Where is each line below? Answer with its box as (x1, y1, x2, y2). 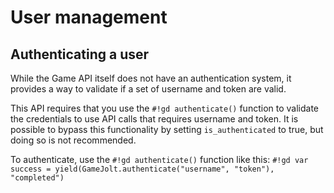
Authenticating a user (10, 46, 150, 63)
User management (10, 6, 168, 29)
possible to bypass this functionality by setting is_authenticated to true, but (10, 124, 324, 135)
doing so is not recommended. (10, 134, 137, 146)
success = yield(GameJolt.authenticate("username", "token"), (10, 164, 275, 174)
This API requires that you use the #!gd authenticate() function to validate (10, 102, 319, 114)
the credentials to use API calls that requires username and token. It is (10, 113, 299, 125)
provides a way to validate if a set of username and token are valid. (10, 83, 287, 95)
